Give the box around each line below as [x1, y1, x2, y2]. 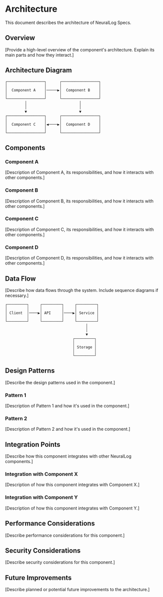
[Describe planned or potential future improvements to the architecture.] [5, 587, 150, 593]
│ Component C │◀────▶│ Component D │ [5, 122, 101, 127]
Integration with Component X [5, 471, 78, 478]
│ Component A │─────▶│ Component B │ [5, 88, 101, 92]
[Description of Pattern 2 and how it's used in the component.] [5, 426, 130, 432]
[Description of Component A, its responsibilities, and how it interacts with [5, 170, 154, 176]
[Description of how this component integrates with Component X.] [5, 482, 140, 487]
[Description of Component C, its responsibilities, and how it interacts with [5, 226, 154, 232]
